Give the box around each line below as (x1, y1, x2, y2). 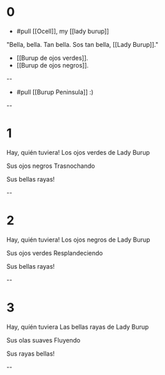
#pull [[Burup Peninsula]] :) (16, 88, 94, 96)
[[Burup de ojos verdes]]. (16, 53, 88, 62)
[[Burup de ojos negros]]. (16, 61, 89, 69)
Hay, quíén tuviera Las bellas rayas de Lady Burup (6, 323, 149, 331)
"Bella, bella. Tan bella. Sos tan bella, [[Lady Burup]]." (6, 40, 159, 48)
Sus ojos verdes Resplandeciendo (6, 249, 103, 257)
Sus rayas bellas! (6, 349, 55, 358)
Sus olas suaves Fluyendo (6, 336, 81, 344)
